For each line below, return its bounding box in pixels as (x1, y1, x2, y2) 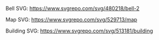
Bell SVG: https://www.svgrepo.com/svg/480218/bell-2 (5, 5, 140, 12)
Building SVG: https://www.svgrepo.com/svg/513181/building (5, 27, 153, 34)
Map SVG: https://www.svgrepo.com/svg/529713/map (5, 16, 137, 23)
